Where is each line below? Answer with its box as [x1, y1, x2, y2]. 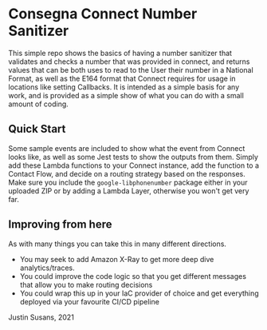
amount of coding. [8, 99, 69, 109]
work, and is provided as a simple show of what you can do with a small [8, 90, 245, 100]
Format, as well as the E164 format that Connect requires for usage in [8, 74, 237, 83]
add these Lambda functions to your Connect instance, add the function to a [8, 161, 260, 170]
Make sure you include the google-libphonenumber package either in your [8, 177, 248, 187]
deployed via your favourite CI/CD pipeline [19, 296, 159, 306]
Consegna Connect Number [8, 5, 198, 23]
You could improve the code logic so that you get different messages [19, 271, 247, 280]
